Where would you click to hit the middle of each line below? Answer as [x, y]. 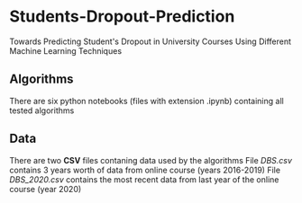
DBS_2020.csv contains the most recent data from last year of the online [144, 179]
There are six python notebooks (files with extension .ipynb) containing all [146, 101]
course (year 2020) [46, 189]
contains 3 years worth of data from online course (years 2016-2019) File [145, 170]
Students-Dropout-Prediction [122, 17]
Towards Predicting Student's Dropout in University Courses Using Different [150, 41]
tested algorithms [42, 110]
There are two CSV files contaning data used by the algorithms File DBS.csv [151, 160]
